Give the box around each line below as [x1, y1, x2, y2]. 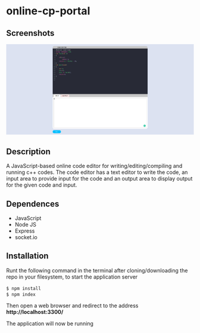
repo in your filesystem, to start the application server [6, 273, 138, 280]
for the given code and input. [6, 181, 77, 189]
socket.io [14, 234, 37, 241]
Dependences [6, 198, 60, 209]
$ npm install [6, 285, 42, 291]
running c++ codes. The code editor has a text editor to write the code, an [6, 169, 188, 176]
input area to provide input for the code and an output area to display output [6, 175, 193, 182]
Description [6, 146, 51, 157]
